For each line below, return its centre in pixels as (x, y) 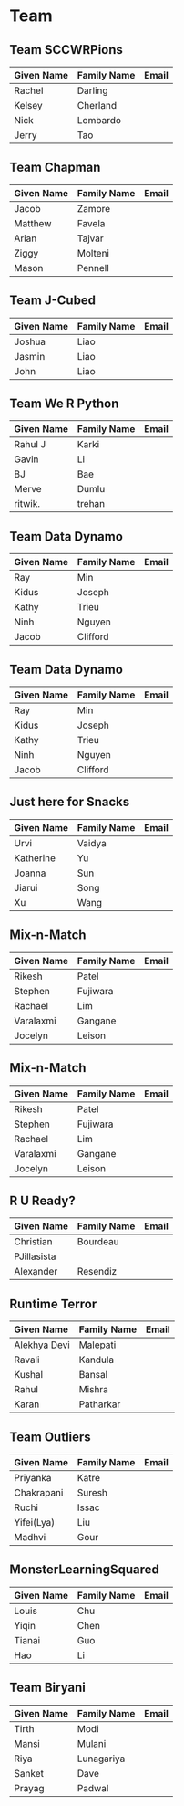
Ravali (27, 1360)
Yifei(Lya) (35, 1522)
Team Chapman (55, 168)
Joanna (30, 873)
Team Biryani (48, 1688)
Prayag (29, 1788)
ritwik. (27, 504)
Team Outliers (50, 1437)
